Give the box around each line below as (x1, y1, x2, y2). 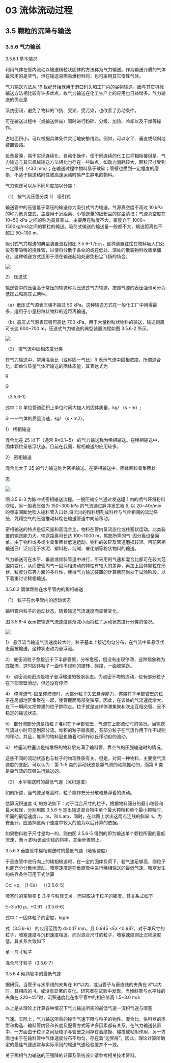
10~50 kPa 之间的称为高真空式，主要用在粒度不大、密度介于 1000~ (5, 217, 146, 223)
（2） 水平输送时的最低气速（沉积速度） (5, 778, 90, 784)
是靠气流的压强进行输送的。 (5, 768, 64, 774)
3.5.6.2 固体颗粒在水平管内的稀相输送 (5, 586, 83, 592)
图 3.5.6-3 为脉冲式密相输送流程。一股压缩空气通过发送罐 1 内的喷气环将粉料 (5, 496, 165, 502)
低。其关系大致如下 (5, 938, 46, 944)
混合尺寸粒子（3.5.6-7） (5, 959, 56, 966)
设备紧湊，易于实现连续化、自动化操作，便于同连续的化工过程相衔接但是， (5, 153, 161, 159)
